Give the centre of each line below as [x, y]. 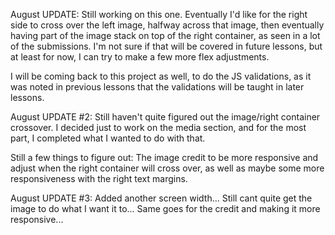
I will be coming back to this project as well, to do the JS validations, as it [161, 76]
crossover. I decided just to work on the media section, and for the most [158, 127]
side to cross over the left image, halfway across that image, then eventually [167, 25]
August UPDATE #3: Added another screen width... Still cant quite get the [161, 198]
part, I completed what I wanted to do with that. [108, 138]
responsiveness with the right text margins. [99, 178]
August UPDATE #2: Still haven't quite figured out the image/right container [165, 117]
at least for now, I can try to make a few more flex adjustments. [140, 57]
